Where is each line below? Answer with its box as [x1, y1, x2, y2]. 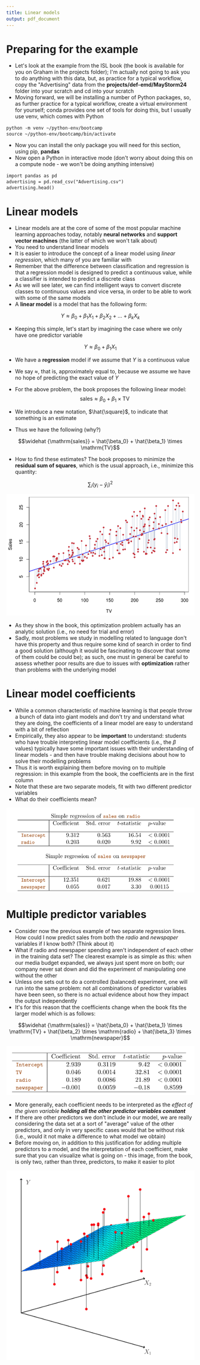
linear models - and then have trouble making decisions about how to [14, 751, 186, 759]
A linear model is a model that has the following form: [14, 300, 147, 308]
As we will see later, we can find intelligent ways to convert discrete [14, 281, 181, 289]
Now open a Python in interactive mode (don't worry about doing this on [14, 154, 193, 161]
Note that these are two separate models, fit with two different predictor [14, 783, 192, 790]
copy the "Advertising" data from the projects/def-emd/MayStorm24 [14, 81, 187, 88]
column [14, 777, 34, 784]
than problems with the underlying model [14, 666, 116, 673]
